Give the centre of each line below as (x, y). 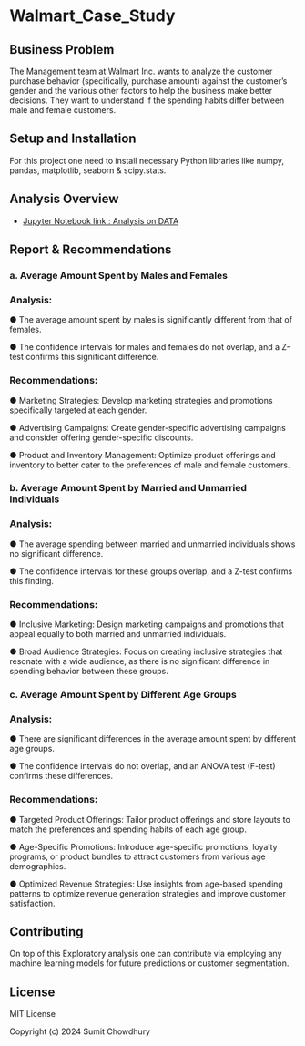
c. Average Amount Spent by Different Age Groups (123, 694)
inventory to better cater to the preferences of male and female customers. (150, 465)
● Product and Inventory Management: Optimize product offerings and (142, 455)
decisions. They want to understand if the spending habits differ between (147, 100)
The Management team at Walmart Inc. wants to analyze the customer (141, 71)
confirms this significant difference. (92, 357)
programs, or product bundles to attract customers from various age (137, 856)
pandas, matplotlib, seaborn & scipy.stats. (88, 170)
